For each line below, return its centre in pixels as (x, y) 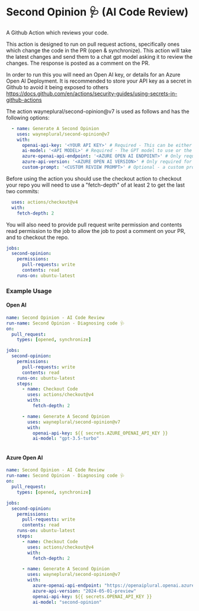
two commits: (23, 191)
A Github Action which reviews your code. (57, 32)
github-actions (24, 100)
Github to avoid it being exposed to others (57, 87)
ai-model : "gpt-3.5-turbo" (66, 439)
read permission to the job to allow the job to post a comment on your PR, (96, 231)
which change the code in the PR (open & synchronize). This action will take (99, 50)
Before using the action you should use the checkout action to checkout (94, 178)
